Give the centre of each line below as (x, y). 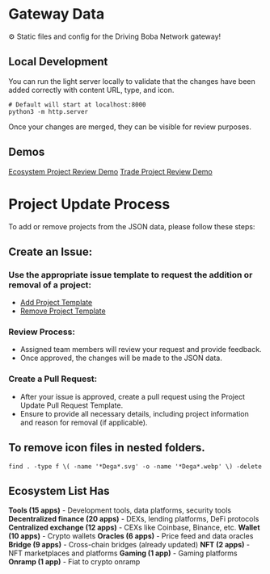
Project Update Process (89, 204)
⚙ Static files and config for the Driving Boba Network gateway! (115, 36)
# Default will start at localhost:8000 (78, 105)
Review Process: (42, 332)
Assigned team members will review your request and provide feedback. (141, 350)
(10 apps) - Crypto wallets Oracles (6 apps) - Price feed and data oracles (131, 536)
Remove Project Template (63, 311)
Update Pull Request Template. (72, 405)
